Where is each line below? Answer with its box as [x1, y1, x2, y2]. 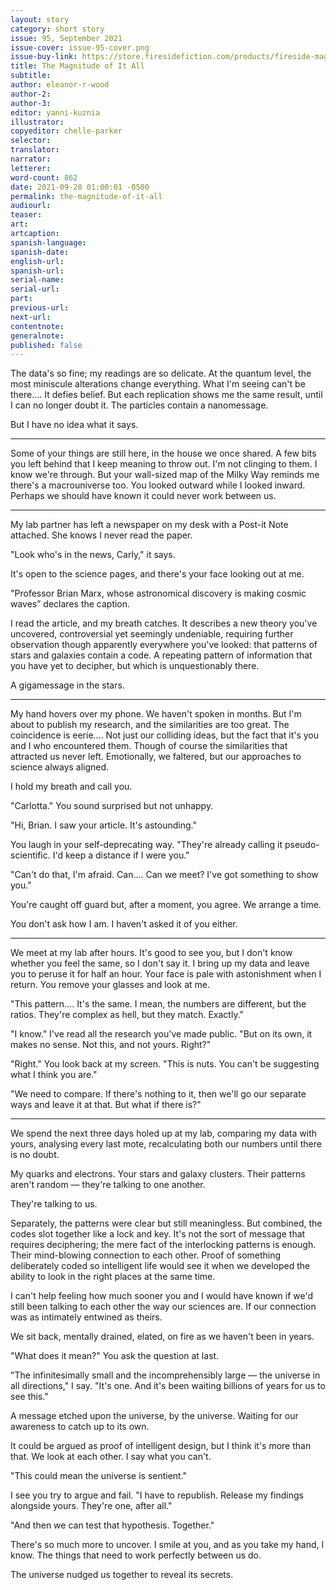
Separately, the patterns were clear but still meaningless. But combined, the [10, 1217, 323, 1230]
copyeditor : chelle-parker [10, 126, 123, 136]
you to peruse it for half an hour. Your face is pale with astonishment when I [10, 968, 322, 980]
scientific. [10, 849, 51, 861]
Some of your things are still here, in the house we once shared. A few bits [10, 447, 317, 460]
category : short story [10, 24, 105, 34]
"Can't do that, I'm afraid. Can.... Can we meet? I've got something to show [10, 869, 319, 881]
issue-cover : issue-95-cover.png [10, 42, 150, 53]
